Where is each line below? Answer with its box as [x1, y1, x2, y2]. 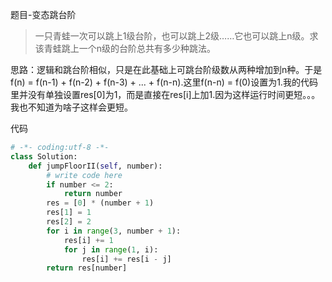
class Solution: [10, 151, 78, 162]
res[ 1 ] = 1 [46, 208, 92, 218]
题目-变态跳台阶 [10, 9, 77, 20]
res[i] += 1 [63, 235, 114, 245]
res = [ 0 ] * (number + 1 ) [46, 198, 155, 208]
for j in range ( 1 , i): [63, 244, 159, 255]
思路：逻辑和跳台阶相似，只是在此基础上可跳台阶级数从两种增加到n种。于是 [10, 64, 323, 75]
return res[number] [46, 263, 128, 273]
